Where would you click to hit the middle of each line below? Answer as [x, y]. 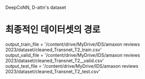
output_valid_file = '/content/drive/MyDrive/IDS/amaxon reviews [73, 55]
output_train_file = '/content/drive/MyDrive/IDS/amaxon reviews [72, 44]
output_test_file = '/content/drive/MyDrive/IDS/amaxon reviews [72, 66]
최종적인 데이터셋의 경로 [53, 30]
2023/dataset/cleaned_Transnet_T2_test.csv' [53, 71]
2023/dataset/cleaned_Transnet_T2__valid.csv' [55, 61]
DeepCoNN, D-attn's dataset [36, 7]
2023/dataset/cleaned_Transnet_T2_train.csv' [54, 50]
